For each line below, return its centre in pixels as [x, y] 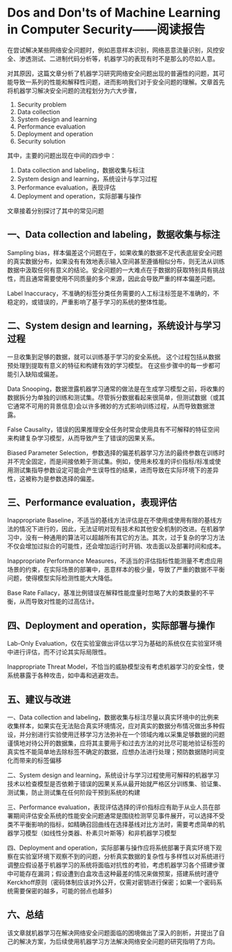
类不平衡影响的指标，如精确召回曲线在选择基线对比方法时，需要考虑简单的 [113, 824]
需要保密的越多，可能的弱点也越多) [62, 891]
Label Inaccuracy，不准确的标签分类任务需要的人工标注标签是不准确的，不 [113, 293]
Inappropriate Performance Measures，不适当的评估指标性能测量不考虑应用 [115, 561]
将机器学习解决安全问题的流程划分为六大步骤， [74, 91]
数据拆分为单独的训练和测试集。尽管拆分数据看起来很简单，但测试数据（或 [113, 397]
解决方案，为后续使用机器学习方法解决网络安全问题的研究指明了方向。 [119, 941]
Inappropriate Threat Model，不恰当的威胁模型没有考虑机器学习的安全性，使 [116, 667]
